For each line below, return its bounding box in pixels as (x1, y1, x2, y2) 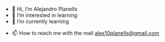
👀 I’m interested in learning (11, 12, 78, 19)
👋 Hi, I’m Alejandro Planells (11, 6, 78, 12)
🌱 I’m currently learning (11, 18, 69, 24)
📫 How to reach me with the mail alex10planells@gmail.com (11, 30, 160, 36)
